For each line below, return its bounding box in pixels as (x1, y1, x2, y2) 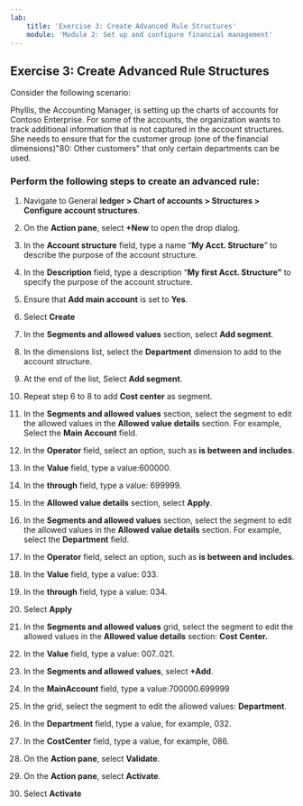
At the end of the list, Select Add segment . (23, 373, 183, 384)
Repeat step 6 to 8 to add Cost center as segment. (23, 391, 213, 402)
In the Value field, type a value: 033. (23, 569, 159, 580)
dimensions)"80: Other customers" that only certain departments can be (10, 143, 280, 154)
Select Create (23, 312, 76, 323)
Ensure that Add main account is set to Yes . (23, 294, 188, 305)
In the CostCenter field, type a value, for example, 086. (23, 736, 230, 746)
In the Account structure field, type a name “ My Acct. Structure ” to (23, 240, 278, 251)
